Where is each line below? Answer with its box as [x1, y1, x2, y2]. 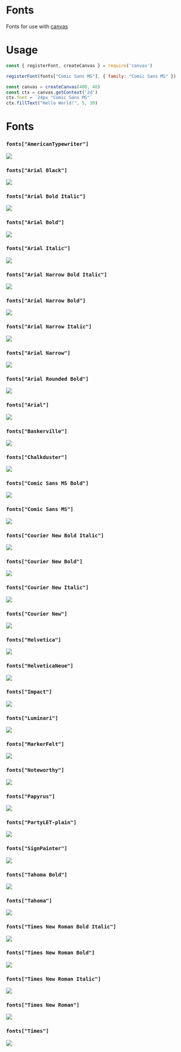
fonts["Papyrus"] [6, 793, 55, 800]
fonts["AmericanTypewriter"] [6, 141, 89, 148]
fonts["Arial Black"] [6, 167, 68, 173]
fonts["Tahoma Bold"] [6, 871, 68, 878]
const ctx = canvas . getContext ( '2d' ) [6, 89, 98, 95]
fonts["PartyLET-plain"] [6, 819, 77, 825]
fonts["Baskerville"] [6, 428, 68, 434]
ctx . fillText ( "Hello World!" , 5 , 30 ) [6, 100, 98, 106]
